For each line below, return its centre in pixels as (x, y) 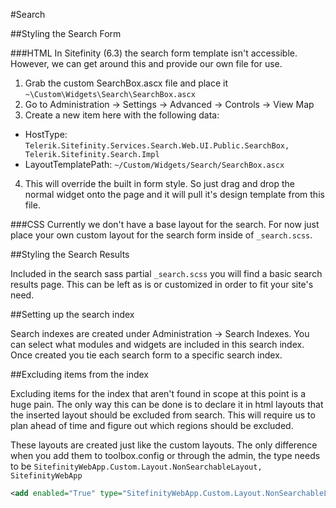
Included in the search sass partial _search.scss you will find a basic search (166, 273)
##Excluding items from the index (79, 374)
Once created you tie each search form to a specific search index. (146, 355)
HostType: (46, 134)
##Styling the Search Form (66, 33)
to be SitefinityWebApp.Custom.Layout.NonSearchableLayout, (136, 466)
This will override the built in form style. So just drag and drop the (160, 183)
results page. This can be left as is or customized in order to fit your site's (162, 284)
